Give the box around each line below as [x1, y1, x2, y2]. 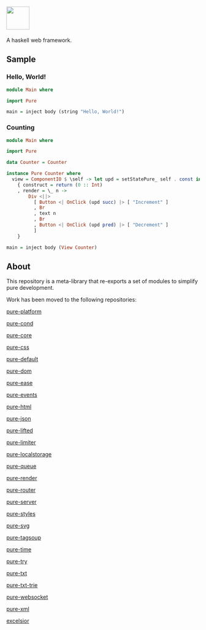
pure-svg [6, 522, 30, 529]
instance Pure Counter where [6, 171, 81, 177]
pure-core [6, 332, 32, 339]
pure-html [6, 403, 32, 411]
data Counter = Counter [6, 160, 67, 166]
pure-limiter [6, 439, 36, 446]
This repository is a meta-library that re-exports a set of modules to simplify [6, 278, 198, 285]
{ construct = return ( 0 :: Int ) [17, 182, 103, 188]
